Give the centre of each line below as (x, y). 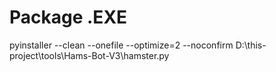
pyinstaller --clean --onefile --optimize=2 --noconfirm (121, 45)
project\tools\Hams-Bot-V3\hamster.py (89, 55)
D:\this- (251, 45)
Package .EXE (68, 17)
